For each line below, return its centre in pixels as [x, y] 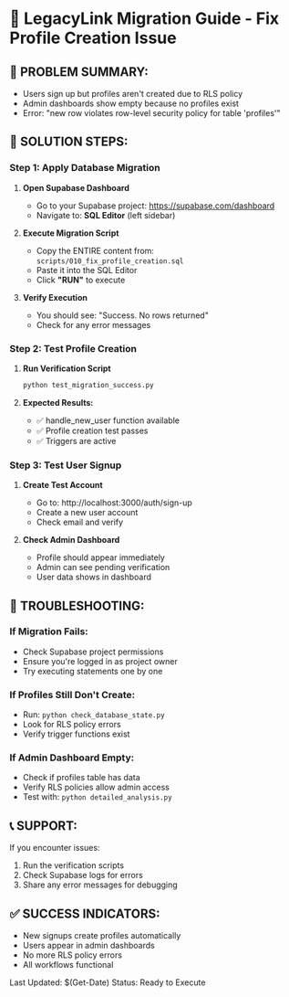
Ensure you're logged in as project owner [100, 661]
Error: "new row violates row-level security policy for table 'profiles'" [151, 113]
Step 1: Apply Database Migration [85, 168]
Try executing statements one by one [93, 671]
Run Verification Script [67, 368]
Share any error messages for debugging [100, 885]
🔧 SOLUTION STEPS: [69, 142]
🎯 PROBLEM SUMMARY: [79, 72]
